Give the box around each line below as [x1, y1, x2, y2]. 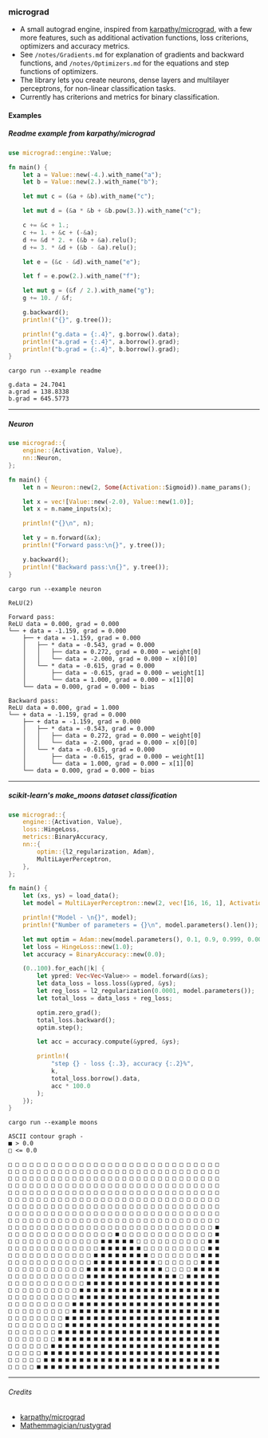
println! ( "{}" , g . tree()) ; [22, 316, 112, 324]
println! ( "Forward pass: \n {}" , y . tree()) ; [22, 542, 166, 550]
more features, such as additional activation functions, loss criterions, [19, 33, 249, 42]
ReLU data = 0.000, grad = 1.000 [8, 703, 120, 711]
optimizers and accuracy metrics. [19, 41, 130, 51]
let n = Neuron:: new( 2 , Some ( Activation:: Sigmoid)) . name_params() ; [22, 483, 251, 491]
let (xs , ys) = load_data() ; [22, 892, 120, 900]
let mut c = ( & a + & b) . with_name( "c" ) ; [22, 192, 156, 201]
